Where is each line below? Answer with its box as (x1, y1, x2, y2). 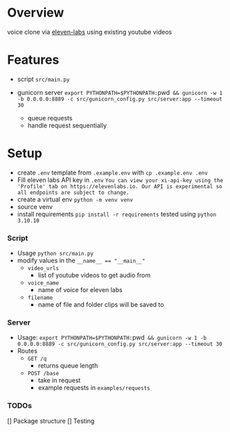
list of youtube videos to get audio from (37, 271, 151, 280)
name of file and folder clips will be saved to (37, 300, 164, 309)
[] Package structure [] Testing (7, 417, 95, 425)
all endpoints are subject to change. (17, 189, 130, 196)
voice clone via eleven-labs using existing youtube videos (7, 28, 172, 36)
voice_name (27, 280, 60, 287)
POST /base (27, 370, 60, 377)
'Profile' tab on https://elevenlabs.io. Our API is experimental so (17, 183, 223, 190)
